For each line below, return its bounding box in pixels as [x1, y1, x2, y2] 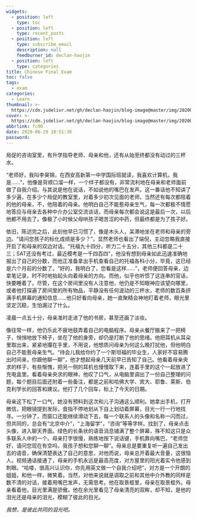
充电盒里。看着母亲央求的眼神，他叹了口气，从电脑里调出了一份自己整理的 [6, 370, 186, 377]
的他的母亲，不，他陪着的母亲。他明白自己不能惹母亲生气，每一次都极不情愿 [6, 201, 191, 208]
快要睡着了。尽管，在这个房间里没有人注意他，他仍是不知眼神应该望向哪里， [6, 279, 191, 286]
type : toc [16, 19, 41, 25]
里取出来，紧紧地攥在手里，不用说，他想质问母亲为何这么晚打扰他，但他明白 [6, 341, 191, 348]
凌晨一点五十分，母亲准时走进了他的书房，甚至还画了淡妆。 [6, 314, 150, 321]
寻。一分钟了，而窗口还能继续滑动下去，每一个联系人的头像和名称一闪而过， [6, 413, 191, 420]
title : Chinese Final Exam [6, 69, 72, 75]
